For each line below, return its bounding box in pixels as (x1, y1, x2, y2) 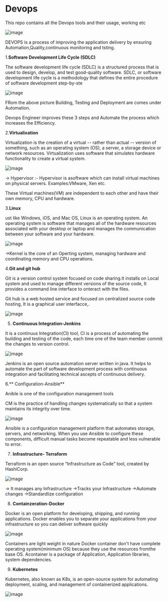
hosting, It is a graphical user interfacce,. (5, 301, 90, 307)
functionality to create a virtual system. (5, 155, 86, 161)
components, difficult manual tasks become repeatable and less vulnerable (5, 436, 160, 442)
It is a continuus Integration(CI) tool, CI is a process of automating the (5, 330, 149, 336)
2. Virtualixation (5, 129, 39, 136)
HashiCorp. (5, 466, 29, 472)
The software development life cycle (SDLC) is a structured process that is (5, 64, 159, 70)
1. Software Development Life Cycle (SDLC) (5, 54, 96, 60)
